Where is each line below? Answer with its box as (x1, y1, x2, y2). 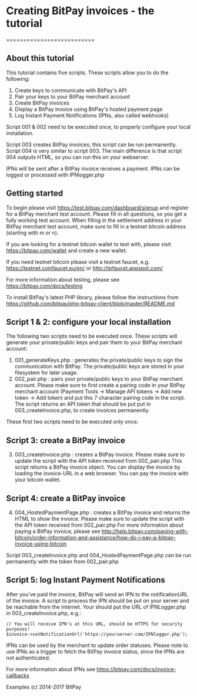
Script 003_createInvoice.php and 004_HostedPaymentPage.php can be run (6, 552, 192, 558)
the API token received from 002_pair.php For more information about (14, 521, 184, 528)
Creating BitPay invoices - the (6, 4, 155, 18)
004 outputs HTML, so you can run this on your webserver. (6, 153, 150, 161)
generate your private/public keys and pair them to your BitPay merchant (6, 339, 182, 346)
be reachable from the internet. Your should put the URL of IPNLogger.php (6, 603, 186, 610)
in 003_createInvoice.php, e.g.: (6, 609, 81, 616)
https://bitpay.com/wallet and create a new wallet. (6, 247, 128, 254)
